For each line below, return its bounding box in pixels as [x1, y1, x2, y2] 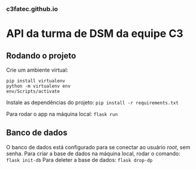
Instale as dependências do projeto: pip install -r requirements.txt [6, 99, 179, 106]
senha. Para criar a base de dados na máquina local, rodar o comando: [6, 150, 180, 157]
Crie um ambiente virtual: [6, 66, 69, 73]
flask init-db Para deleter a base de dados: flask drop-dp [6, 156, 153, 163]
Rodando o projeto [6, 50, 76, 61]
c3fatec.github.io [6, 5, 58, 13]
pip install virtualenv [6, 78, 66, 84]
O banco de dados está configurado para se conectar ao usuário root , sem [6, 143, 191, 150]
